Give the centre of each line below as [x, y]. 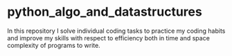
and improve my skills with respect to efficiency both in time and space [108, 38]
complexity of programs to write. [54, 45]
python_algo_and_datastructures [105, 12]
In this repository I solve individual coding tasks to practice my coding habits [116, 31]
